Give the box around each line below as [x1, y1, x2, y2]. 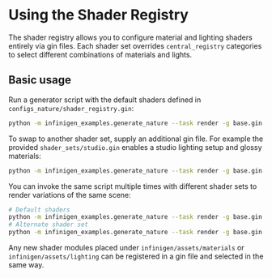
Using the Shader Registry [8, 6, 189, 24]
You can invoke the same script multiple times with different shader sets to [8, 181, 257, 191]
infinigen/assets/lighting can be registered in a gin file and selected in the [8, 251, 264, 261]
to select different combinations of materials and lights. [8, 49, 193, 59]
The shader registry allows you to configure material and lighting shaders [8, 32, 253, 42]
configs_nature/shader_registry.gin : [8, 103, 134, 113]
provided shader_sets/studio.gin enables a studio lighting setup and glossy [8, 142, 262, 152]
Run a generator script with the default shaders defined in [8, 95, 202, 105]
